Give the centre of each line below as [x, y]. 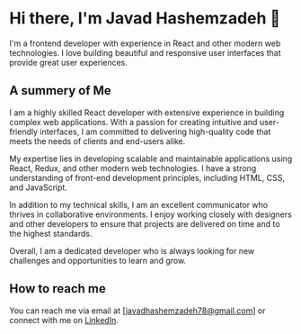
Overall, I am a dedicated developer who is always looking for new [132, 250]
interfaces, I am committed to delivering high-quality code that [155, 131]
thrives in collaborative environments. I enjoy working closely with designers [150, 214]
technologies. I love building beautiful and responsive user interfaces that [145, 52]
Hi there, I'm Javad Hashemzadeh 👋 [145, 18]
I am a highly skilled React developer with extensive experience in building [147, 113]
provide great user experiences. [69, 62]
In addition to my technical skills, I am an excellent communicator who [138, 204]
